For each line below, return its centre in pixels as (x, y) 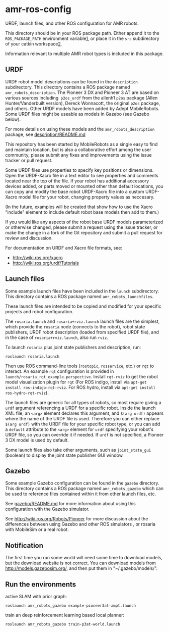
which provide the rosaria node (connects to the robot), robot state (75, 326)
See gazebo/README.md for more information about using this (70, 504)
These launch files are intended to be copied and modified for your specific (83, 306)
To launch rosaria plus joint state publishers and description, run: (73, 347)
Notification (24, 545)
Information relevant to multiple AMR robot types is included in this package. (84, 54)
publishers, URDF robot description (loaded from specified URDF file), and (82, 332)
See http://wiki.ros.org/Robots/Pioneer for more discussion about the (77, 519)
